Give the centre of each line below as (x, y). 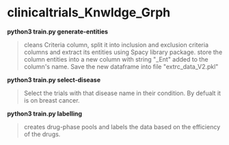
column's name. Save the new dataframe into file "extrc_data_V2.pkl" (121, 66)
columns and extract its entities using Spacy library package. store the (123, 52)
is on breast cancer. (52, 100)
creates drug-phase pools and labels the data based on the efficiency (122, 127)
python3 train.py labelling (45, 114)
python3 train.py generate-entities (57, 31)
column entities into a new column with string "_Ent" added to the (116, 59)
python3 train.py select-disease (54, 79)
